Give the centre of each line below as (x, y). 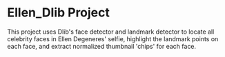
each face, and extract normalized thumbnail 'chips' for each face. (102, 46)
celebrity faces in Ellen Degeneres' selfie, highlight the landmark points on (113, 38)
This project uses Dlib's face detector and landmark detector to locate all (111, 32)
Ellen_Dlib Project (59, 13)
